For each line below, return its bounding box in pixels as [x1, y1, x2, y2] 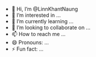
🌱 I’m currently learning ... [11, 18, 74, 24]
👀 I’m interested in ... [11, 12, 61, 19]
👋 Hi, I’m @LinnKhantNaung [11, 6, 79, 12]
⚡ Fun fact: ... [11, 45, 44, 52]
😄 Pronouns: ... [11, 39, 49, 46]
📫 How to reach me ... [11, 31, 66, 37]
